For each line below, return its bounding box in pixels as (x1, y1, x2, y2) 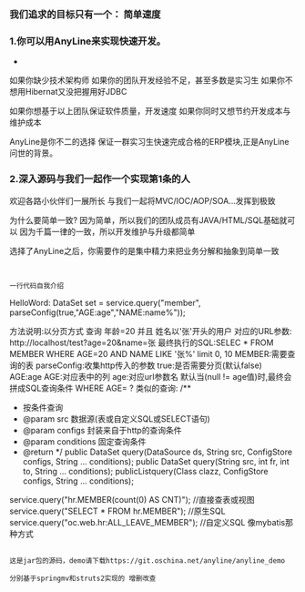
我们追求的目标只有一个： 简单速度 (9, 7, 161, 20)
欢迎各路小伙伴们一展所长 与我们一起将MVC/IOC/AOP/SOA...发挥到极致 (9, 195, 276, 206)
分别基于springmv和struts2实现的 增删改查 (9, 574, 157, 583)
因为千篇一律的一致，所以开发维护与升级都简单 (19, 226, 196, 237)
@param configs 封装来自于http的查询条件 (22, 424, 182, 435)
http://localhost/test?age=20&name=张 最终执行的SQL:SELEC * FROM (9, 337, 274, 348)
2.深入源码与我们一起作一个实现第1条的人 (9, 173, 191, 186)
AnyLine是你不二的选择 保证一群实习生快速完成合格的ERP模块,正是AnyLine (9, 137, 290, 148)
